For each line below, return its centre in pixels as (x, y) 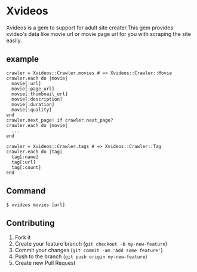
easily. (14, 40)
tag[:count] (27, 167)
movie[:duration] (33, 104)
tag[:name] (25, 157)
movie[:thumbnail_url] (40, 94)
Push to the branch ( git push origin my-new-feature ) (81, 256)
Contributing (30, 223)
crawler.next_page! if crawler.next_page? (60, 120)
